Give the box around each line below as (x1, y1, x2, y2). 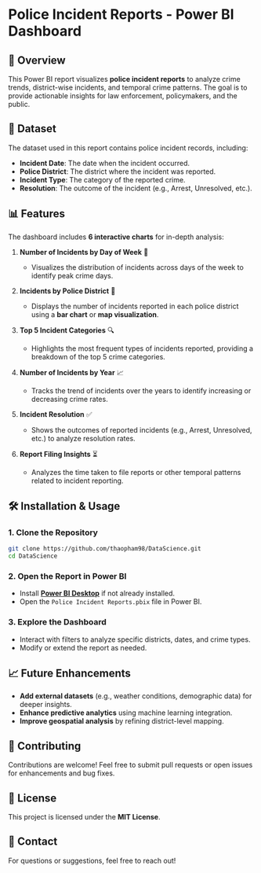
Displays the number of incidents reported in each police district (31, 301, 239, 311)
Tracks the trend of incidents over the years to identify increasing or (31, 385, 252, 395)
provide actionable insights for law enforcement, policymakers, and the (8, 91, 237, 100)
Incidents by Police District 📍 (19, 285, 116, 296)
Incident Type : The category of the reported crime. (19, 175, 186, 184)
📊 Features (8, 207, 65, 221)
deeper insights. (19, 700, 72, 709)
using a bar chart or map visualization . (31, 309, 159, 319)
